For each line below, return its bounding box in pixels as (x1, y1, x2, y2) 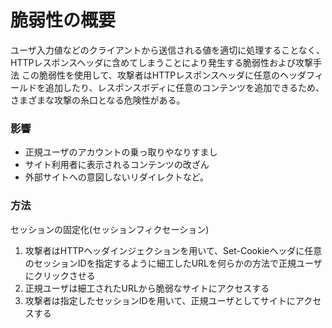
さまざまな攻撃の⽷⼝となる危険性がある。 (10, 94, 186, 106)
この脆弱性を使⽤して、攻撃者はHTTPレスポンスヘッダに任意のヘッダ (21, 69, 307, 81)
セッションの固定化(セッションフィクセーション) (10, 223, 210, 235)
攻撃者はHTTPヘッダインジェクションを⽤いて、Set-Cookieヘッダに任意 (24, 244, 323, 256)
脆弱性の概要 (10, 9, 117, 32)
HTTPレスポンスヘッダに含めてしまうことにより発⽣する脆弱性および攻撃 (10, 56, 313, 68)
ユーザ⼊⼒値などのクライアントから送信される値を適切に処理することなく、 (10, 44, 325, 56)
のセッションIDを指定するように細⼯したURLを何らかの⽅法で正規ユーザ (24, 257, 323, 269)
